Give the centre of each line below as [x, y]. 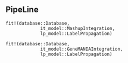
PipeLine [22, 10]
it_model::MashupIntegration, [78, 28]
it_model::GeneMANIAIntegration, [82, 49]
